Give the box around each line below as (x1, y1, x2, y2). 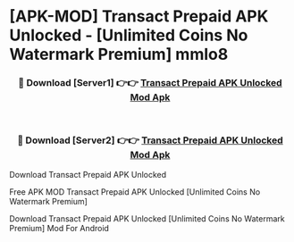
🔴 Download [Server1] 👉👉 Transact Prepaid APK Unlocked (17, 77, 283, 89)
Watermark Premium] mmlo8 (9, 45, 229, 64)
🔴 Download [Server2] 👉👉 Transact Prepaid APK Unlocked (17, 134, 283, 146)
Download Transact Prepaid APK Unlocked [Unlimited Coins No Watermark (9, 213, 285, 224)
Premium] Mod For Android (9, 222, 110, 233)
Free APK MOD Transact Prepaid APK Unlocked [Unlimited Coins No (9, 186, 261, 197)
